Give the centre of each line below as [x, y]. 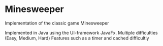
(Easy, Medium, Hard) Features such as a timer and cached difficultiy [77, 38]
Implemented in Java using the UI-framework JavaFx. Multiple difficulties [81, 32]
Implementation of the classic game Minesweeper [57, 23]
